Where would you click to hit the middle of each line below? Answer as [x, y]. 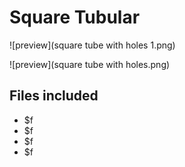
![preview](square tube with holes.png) [90, 64]
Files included [54, 96]
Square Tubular [75, 17]
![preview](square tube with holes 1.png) [92, 45]
